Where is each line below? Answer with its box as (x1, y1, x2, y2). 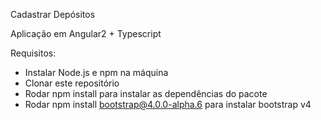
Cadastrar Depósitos (10, 9, 96, 20)
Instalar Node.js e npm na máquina (24, 67, 169, 78)
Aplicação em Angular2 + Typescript (10, 28, 162, 39)
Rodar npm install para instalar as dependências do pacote (24, 88, 268, 99)
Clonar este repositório (24, 77, 120, 89)
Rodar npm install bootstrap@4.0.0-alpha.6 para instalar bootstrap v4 (24, 99, 312, 110)
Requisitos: (10, 47, 57, 59)
